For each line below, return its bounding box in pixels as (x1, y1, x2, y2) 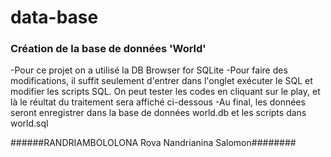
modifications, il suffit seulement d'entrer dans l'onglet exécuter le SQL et (10, 75, 313, 87)
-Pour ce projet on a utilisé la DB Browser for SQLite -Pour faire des (10, 64, 288, 76)
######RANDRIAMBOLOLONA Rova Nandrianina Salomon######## (10, 137, 297, 149)
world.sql (10, 117, 49, 130)
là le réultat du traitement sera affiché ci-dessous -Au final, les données (10, 96, 306, 108)
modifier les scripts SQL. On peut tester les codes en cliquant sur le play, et (10, 86, 321, 98)
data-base (10, 6, 99, 29)
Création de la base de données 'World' (10, 42, 207, 56)
